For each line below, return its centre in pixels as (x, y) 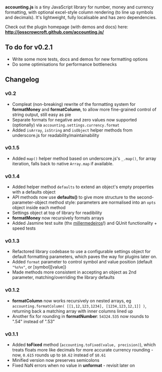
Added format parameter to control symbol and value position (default (82, 262)
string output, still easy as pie (42, 115)
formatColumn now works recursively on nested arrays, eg (72, 301)
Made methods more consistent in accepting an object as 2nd (74, 272)
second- (145, 197)
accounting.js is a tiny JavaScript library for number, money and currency (80, 7)
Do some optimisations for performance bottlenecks (64, 64)
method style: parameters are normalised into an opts (102, 202)
